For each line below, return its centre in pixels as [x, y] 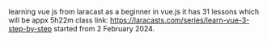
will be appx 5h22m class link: [59, 20]
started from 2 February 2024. [104, 29]
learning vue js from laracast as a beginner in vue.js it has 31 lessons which [134, 12]
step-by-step [30, 29]
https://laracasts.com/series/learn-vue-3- [180, 20]
